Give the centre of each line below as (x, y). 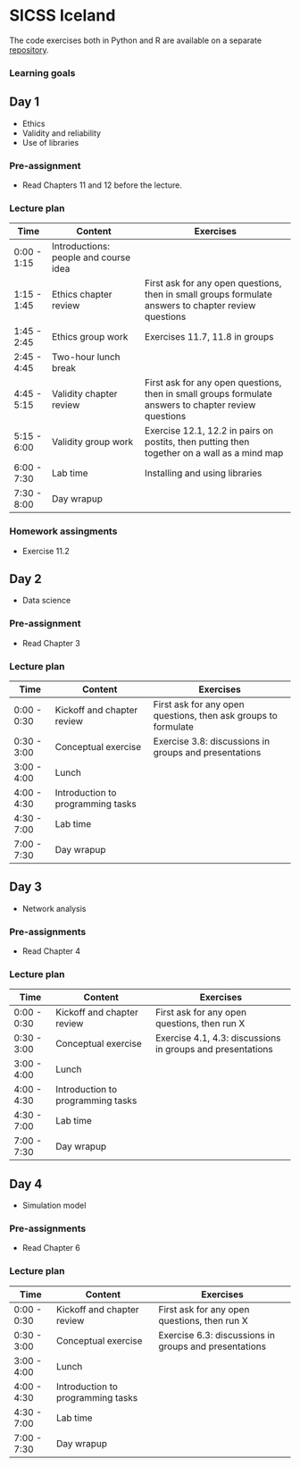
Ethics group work (90, 337)
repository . (29, 49)
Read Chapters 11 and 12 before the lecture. (102, 185)
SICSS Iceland (62, 16)
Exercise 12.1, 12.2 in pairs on (209, 431)
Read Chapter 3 (51, 643)
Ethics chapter (83, 294)
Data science (46, 601)
